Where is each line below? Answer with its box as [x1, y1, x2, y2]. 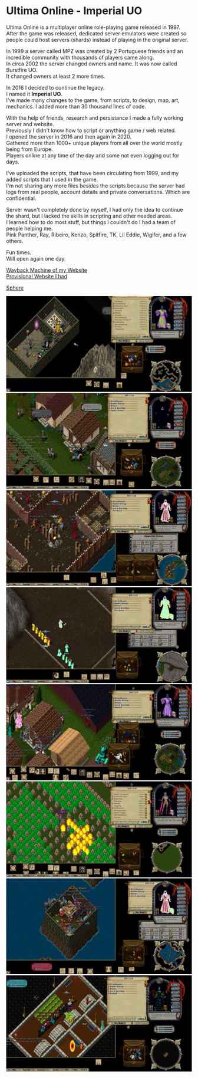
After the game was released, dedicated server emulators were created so [6, 29, 187, 37]
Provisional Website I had [6, 272, 68, 280]
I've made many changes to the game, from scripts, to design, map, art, [6, 96, 180, 104]
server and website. [6, 120, 55, 127]
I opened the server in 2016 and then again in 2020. [6, 133, 131, 140]
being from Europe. [6, 146, 53, 153]
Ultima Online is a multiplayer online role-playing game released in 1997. [6, 24, 181, 31]
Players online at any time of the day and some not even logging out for [6, 152, 180, 159]
